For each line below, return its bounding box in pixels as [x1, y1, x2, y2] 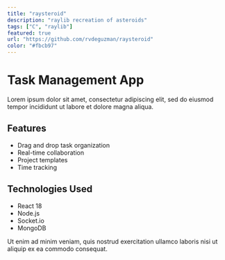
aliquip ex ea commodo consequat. [7, 244, 108, 253]
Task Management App [7, 72, 144, 88]
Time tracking [17, 163, 58, 171]
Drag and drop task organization [17, 141, 110, 149]
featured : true [7, 29, 51, 37]
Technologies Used [7, 183, 92, 195]
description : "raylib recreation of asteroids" [7, 17, 148, 24]
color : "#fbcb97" [7, 42, 58, 49]
